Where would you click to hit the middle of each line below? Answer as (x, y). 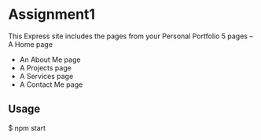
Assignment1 (52, 14)
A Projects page (46, 67)
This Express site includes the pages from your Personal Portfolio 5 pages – (130, 36)
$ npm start (27, 127)
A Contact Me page (51, 84)
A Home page (31, 44)
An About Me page (50, 59)
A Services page (46, 76)
